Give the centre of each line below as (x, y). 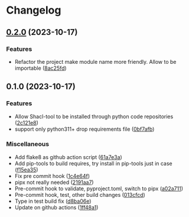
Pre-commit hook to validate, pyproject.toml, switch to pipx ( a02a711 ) (99, 188)
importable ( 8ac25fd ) (40, 68)
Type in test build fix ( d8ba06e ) (53, 201)
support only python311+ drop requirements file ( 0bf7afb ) (84, 129)
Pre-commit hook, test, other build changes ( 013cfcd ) (80, 195)
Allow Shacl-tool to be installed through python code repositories (94, 116)
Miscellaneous (27, 144)
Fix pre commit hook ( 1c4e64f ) (52, 176)
